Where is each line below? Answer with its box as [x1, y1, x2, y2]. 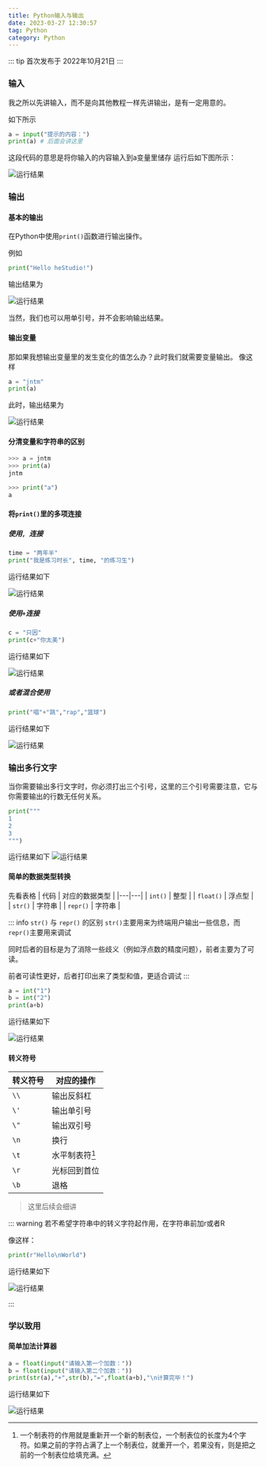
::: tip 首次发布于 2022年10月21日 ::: [8, 56, 123, 66]
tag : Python [8, 26, 47, 34]
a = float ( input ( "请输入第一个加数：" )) [8, 1359, 133, 1367]
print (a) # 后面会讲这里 [8, 138, 83, 146]
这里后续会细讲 [27, 1201, 77, 1211]
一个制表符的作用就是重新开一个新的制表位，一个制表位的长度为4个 [19, 1431, 240, 1440]
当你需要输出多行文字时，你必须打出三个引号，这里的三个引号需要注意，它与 [8, 781, 258, 791]
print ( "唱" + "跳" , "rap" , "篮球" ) [8, 708, 107, 716]
